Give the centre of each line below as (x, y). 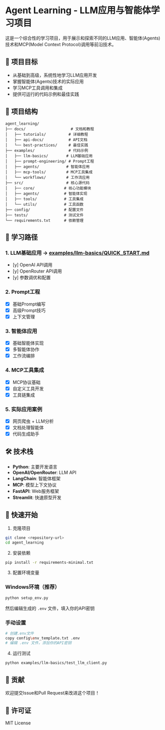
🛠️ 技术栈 (19, 451)
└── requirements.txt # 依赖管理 (45, 220)
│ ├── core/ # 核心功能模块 (48, 188)
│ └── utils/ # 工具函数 (45, 204)
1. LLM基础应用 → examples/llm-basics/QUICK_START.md (77, 253)
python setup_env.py (27, 598)
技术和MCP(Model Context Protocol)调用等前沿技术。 (61, 44)
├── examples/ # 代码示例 (47, 150)
